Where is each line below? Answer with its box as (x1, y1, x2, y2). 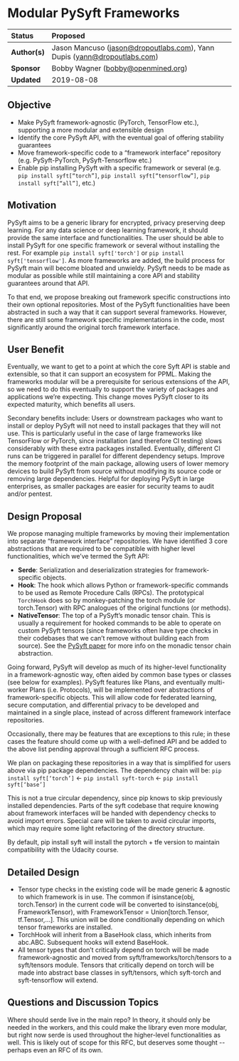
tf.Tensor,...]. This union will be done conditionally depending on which (17, 916, 225, 923)
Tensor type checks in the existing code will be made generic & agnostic (17, 885, 231, 894)
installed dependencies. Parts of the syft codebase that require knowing (7, 802, 219, 810)
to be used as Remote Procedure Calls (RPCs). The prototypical (17, 589, 204, 597)
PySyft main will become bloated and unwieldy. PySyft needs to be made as (7, 264, 230, 272)
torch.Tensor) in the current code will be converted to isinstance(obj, (17, 900, 219, 909)
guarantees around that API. (7, 279, 90, 287)
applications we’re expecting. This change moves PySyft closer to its (7, 393, 209, 401)
